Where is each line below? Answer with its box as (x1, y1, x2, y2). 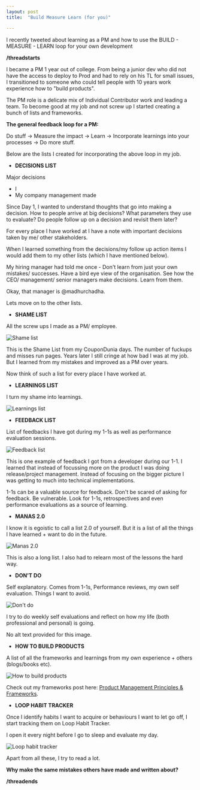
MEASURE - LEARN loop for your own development (6, 43, 133, 50)
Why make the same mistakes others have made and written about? (6, 766, 178, 773)
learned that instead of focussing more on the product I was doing (6, 464, 169, 471)
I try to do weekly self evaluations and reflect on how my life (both (6, 613, 169, 620)
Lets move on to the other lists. (6, 299, 83, 306)
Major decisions (6, 173, 46, 180)
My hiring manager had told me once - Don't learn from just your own (6, 263, 178, 270)
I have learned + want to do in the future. (6, 531, 107, 538)
